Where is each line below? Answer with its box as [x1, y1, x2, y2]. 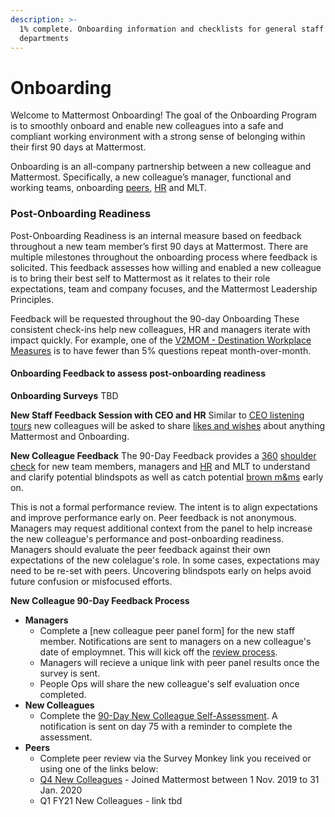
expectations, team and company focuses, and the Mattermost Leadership [10, 282, 318, 295]
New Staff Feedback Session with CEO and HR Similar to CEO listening [10, 409, 305, 421]
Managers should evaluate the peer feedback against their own [10, 543, 272, 555]
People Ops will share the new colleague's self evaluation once [39, 677, 300, 690]
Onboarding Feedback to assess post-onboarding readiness [10, 367, 267, 380]
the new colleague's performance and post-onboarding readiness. [10, 532, 285, 545]
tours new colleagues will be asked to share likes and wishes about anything [10, 419, 325, 431]
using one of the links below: [39, 762, 159, 775]
